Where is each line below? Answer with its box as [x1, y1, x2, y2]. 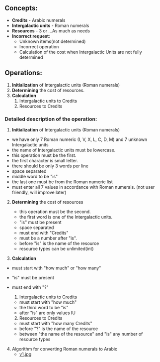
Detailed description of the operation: [4, 116, 97, 122]
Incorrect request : [11, 33, 51, 39]
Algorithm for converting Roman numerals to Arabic [11, 346, 118, 352]
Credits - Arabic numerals [11, 17, 66, 23]
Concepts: [4, 4, 38, 12]
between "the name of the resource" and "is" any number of [19, 331, 143, 337]
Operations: [4, 69, 43, 77]
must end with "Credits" [19, 230, 69, 236]
